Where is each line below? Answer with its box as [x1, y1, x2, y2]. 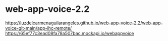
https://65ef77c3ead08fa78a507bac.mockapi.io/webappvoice [5, 30, 134, 36]
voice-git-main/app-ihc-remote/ [5, 25, 72, 31]
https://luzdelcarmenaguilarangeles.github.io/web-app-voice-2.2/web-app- [5, 20, 163, 26]
